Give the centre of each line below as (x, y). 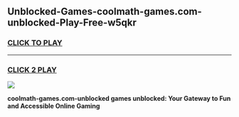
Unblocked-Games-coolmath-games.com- (105, 12)
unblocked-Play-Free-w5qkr (72, 23)
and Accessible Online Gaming (54, 106)
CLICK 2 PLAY (32, 69)
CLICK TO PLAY (35, 43)
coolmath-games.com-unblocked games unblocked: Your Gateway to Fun (119, 98)
